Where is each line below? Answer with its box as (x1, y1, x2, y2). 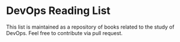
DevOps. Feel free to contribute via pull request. (6, 29, 123, 36)
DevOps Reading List (6, 4, 111, 17)
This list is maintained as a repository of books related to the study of (6, 23, 175, 30)
